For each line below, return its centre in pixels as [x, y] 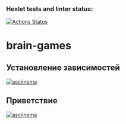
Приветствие [32, 101]
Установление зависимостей [63, 67]
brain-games [39, 46]
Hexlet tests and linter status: [50, 9]
